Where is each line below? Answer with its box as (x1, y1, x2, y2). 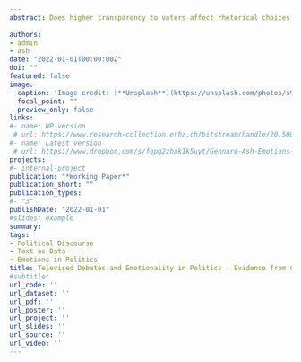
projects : (9, 155, 47, 164)
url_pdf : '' (9, 297, 54, 306)
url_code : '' (9, 280, 58, 289)
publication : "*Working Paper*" (9, 172, 130, 181)
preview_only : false (17, 105, 94, 114)
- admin (9, 38, 39, 48)
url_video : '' (9, 339, 63, 348)
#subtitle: (9, 272, 50, 281)
